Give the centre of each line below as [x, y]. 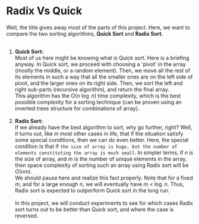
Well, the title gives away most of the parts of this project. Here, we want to [98, 27]
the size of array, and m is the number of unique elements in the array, [101, 159]
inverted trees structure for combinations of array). [77, 108]
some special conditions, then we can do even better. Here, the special [102, 140]
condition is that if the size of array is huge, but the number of [96, 146]
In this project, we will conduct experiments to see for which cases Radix [104, 203]
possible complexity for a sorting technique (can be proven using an [98, 102]
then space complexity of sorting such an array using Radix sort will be [102, 165]
